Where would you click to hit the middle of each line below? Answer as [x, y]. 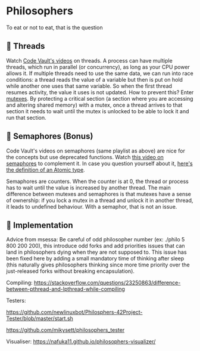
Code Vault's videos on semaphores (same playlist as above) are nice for [96, 151]
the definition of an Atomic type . [46, 170]
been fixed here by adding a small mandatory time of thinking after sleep [95, 259]
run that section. [26, 117]
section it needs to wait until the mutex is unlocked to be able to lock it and [98, 111]
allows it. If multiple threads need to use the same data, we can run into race [100, 73]
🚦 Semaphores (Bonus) [50, 136]
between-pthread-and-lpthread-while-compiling [65, 289]
